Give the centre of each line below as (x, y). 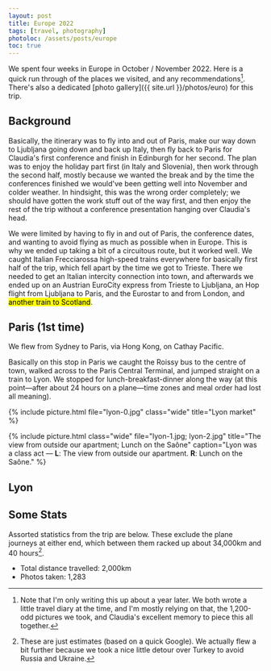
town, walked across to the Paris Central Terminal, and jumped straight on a (134, 371)
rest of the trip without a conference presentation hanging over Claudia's (129, 209)
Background (40, 121)
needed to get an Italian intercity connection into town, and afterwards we (131, 276)
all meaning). (30, 397)
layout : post (30, 16)
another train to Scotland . (50, 302)
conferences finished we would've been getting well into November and (128, 183)
